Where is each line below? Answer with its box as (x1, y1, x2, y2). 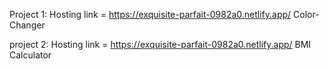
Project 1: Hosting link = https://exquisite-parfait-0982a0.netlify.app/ (9, 9, 292, 20)
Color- (293, 9, 320, 20)
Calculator (9, 49, 52, 61)
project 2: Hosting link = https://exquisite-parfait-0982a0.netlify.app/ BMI (9, 39, 312, 50)
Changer (9, 19, 46, 31)
